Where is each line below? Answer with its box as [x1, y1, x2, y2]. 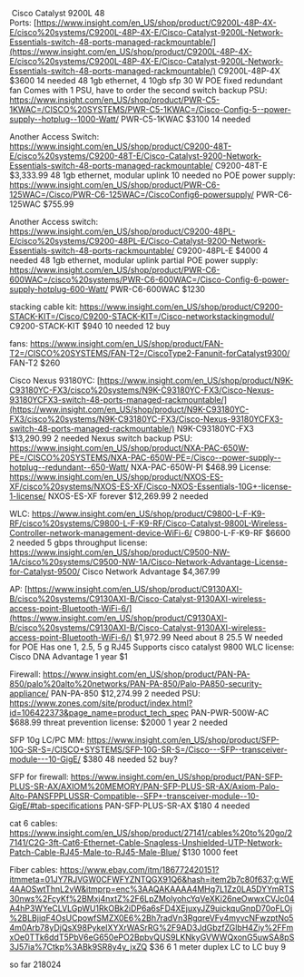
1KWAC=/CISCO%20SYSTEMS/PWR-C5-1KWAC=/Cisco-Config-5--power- [9, 104, 292, 114]
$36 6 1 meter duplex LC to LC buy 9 [149, 942, 286, 952]
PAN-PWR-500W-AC [190, 708, 270, 718]
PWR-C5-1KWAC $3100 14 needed [121, 113, 251, 124]
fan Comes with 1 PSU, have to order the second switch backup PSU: [9, 85, 268, 95]
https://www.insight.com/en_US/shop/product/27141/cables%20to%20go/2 [9, 827, 293, 838]
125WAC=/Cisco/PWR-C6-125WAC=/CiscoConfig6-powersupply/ [9, 190, 254, 200]
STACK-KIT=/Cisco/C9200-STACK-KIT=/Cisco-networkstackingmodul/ [9, 311, 275, 321]
